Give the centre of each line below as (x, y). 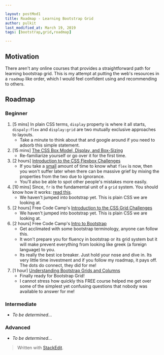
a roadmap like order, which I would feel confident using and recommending (81, 79)
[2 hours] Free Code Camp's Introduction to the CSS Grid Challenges (82, 207)
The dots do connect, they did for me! (58, 265)
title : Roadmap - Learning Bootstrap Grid (49, 18)
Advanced (18, 327)
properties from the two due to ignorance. (62, 176)
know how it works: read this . (42, 192)
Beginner (16, 114)
